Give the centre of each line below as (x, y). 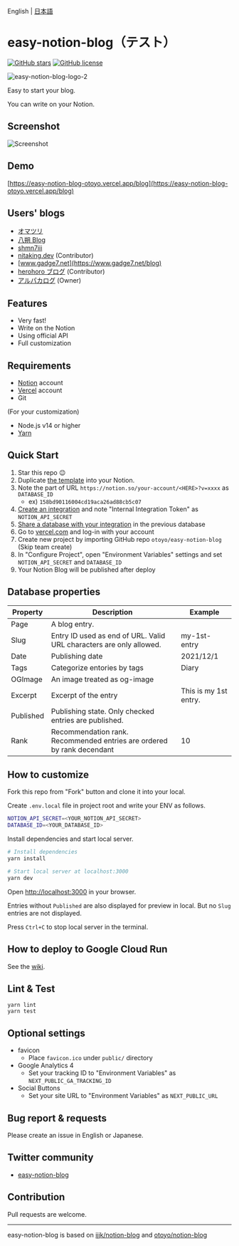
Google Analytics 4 (46, 1066)
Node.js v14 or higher (49, 425)
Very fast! (32, 320)
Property (27, 612)
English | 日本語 (30, 11)
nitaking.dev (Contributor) (55, 256)
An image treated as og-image (102, 679)
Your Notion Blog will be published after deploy (86, 570)
